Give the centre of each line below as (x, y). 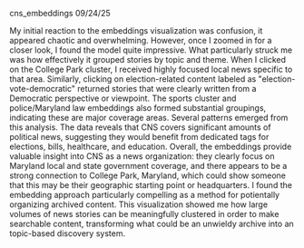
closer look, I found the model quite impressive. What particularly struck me (151, 50)
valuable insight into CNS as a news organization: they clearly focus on (142, 156)
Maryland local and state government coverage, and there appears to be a (148, 166)
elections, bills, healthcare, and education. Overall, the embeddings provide (151, 146)
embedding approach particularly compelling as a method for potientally (144, 195)
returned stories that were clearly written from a (167, 89)
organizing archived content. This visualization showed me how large (139, 204)
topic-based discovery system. (67, 233)
